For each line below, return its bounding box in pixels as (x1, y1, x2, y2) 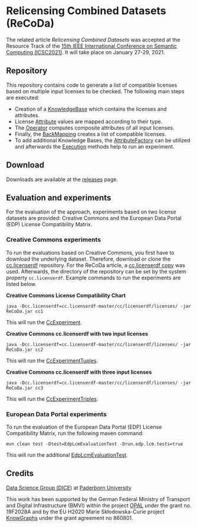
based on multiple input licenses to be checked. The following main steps (6, 87, 185, 95)
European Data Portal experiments (6, 410, 107, 418)
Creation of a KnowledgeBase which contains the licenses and (14, 105, 167, 113)
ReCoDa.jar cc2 (6, 347, 44, 353)
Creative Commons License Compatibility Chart (6, 292, 126, 299)
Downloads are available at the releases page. (6, 176, 119, 183)
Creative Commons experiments (6, 236, 101, 244)
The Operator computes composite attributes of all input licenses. (14, 124, 175, 131)
